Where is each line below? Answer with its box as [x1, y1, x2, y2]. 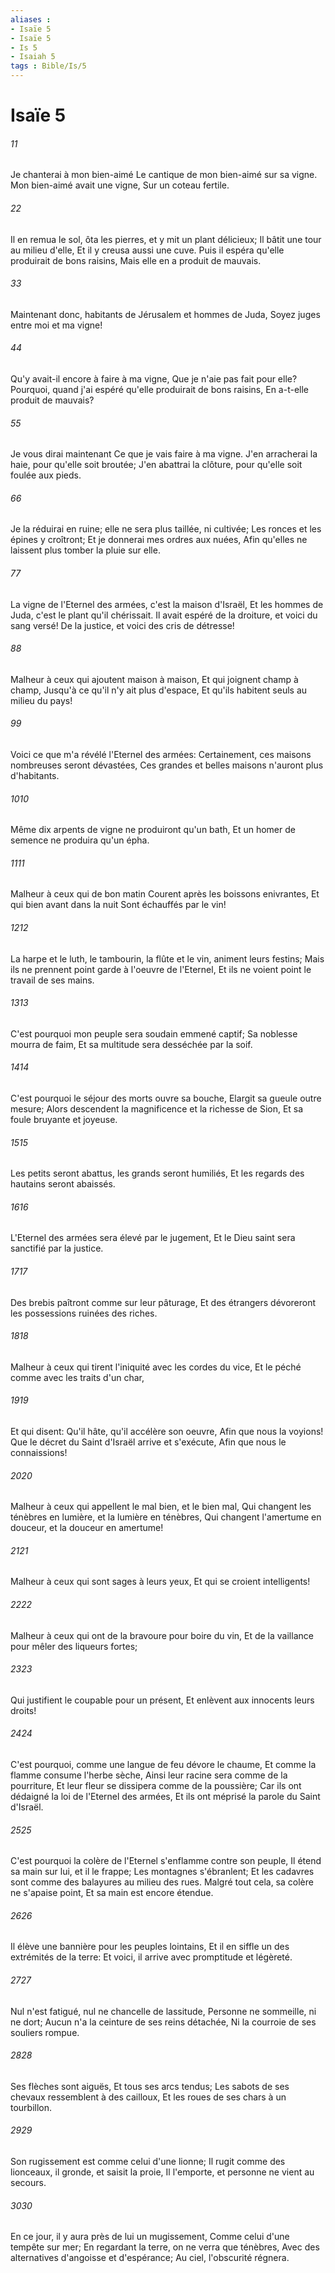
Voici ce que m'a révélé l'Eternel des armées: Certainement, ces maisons [10, 749, 312, 761]
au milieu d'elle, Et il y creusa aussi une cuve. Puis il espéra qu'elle [10, 244, 285, 256]
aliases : [10, 14, 52, 25]
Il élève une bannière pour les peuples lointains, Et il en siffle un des [10, 1941, 290, 1953]
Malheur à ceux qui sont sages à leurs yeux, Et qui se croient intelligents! [10, 1576, 311, 1588]
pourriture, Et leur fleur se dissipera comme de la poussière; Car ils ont [10, 1780, 302, 1792]
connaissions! [10, 1447, 68, 1459]
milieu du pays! [10, 694, 73, 706]
